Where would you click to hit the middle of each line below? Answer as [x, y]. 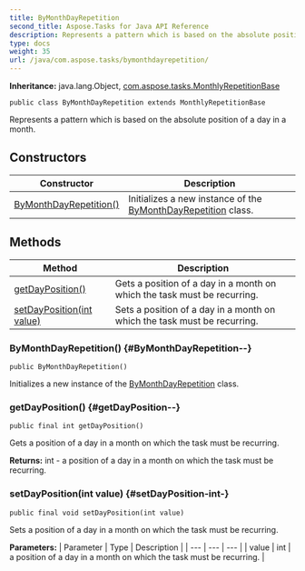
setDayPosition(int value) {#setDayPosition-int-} [119, 494]
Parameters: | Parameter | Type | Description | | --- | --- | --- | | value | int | [150, 547]
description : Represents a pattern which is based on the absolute [140, 35]
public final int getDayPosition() [77, 426]
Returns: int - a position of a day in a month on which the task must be [142, 461]
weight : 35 [30, 52]
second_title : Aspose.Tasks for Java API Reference [109, 26]
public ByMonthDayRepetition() [69, 366]
